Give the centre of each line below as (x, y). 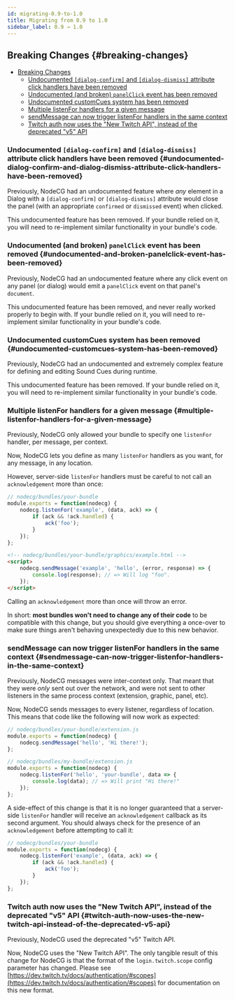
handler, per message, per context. (58, 442)
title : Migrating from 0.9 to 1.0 (58, 20)
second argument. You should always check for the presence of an (104, 823)
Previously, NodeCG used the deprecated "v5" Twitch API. (92, 939)
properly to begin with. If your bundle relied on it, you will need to (101, 314)
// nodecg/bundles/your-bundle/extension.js (73, 729)
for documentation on (189, 982)
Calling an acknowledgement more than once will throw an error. (97, 601)
